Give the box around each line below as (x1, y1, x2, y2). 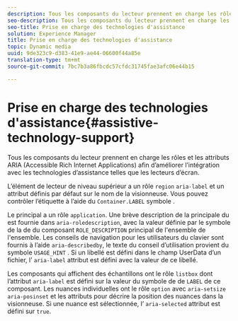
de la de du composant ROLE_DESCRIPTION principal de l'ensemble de (7, 226, 206, 234)
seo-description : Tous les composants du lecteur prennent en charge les (7, 17, 230, 24)
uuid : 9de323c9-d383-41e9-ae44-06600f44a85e (7, 50, 141, 57)
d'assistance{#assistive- (7, 115, 159, 131)
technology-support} (7, 129, 135, 146)
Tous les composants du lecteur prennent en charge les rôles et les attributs (7, 153, 229, 161)
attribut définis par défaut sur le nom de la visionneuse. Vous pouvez (7, 189, 209, 198)
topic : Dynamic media (7, 43, 72, 50)
